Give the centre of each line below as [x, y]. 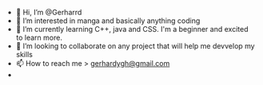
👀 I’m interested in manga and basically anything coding [108, 21]
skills [24, 54]
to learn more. [39, 37]
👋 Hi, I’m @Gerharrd [49, 12]
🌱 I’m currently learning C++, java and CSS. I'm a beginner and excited [132, 29]
